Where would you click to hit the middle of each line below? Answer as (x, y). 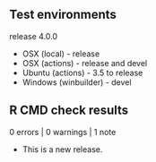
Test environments (63, 15)
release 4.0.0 (34, 36)
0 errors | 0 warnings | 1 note (63, 132)
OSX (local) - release (61, 54)
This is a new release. (62, 149)
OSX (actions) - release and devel (85, 63)
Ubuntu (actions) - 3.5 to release (82, 72)
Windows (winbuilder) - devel (77, 82)
